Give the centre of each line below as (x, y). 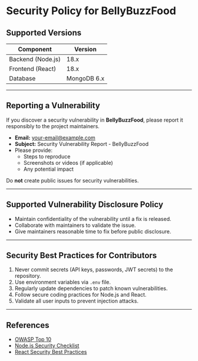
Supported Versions (44, 33)
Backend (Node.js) (35, 59)
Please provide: (34, 150)
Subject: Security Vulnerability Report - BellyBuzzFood (82, 144)
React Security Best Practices (51, 352)
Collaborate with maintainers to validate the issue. (75, 225)
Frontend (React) (33, 69)
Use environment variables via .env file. (62, 282)
